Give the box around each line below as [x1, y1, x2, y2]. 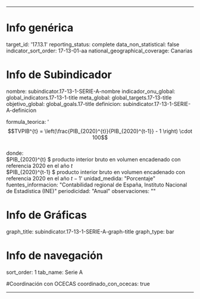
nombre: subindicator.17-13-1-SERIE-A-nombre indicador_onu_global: [6, 88, 176, 95]
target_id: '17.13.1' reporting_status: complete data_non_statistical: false [6, 41, 180, 48]
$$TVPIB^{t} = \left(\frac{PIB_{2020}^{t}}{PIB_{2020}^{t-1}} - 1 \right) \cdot [8, 127, 192, 135]
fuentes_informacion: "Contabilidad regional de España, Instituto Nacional [6, 181, 187, 188]
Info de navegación [6, 249, 103, 262]
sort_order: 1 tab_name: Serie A [6, 269, 83, 276]
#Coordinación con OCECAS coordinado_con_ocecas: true [6, 280, 151, 287]
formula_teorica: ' [6, 118, 49, 125]
